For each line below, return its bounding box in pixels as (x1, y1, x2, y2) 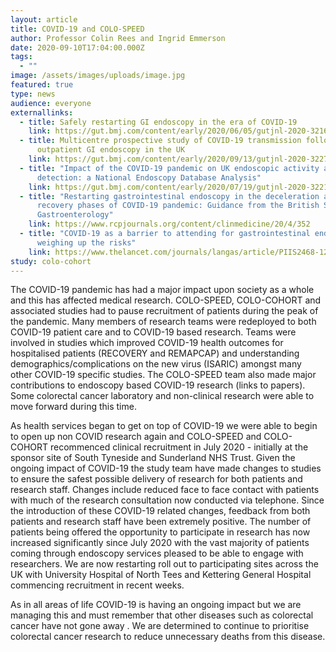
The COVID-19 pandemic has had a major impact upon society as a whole (10, 284, 315, 296)
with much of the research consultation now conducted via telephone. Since (10, 494, 325, 506)
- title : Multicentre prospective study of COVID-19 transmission (19, 136, 302, 146)
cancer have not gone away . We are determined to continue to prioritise (10, 620, 310, 632)
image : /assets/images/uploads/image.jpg (10, 71, 186, 81)
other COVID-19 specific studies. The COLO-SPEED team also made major (10, 369, 317, 381)
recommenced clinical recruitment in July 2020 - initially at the (50, 441, 309, 453)
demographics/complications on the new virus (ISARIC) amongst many (10, 358, 302, 370)
